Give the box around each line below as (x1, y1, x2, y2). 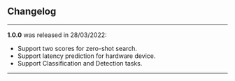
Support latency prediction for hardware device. (17, 52, 156, 60)
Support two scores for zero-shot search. (17, 44, 138, 52)
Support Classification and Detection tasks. (17, 59, 143, 67)
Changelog (7, 6, 57, 17)
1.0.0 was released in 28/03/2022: (7, 31, 107, 39)
